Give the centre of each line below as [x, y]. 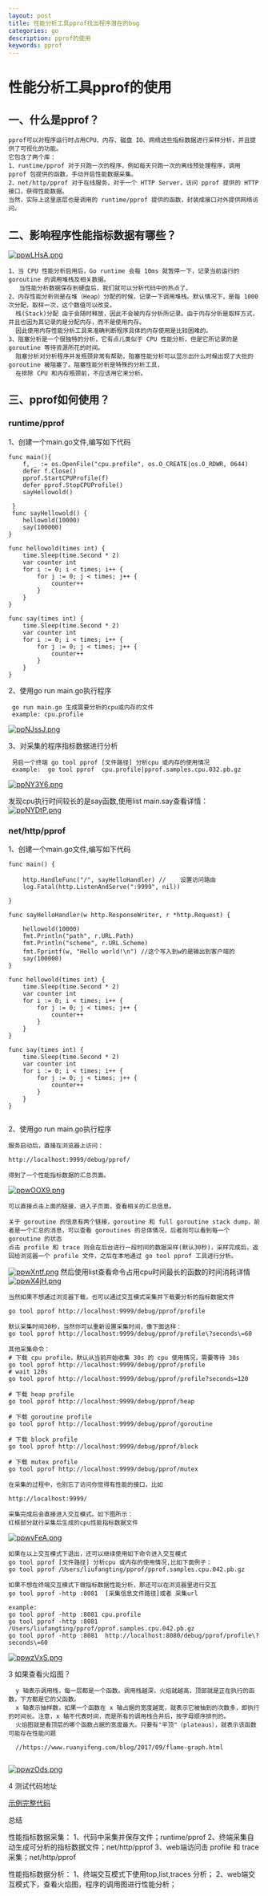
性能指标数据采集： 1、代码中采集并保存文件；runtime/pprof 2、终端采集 [128, 1837]
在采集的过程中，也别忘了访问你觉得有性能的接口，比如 [86, 1484]
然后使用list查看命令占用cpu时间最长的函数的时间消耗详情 [155, 1272]
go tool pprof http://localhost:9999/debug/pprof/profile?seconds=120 [128, 1378]
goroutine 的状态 [35, 1239]
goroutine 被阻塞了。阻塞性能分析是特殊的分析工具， [86, 365]
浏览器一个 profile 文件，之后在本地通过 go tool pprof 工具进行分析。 [128, 1256]
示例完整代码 [29, 1803]
